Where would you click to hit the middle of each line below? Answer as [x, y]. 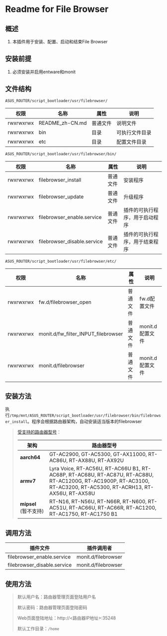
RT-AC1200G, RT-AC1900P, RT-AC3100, [99, 481]
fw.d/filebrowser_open [65, 302]
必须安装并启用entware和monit [44, 72]
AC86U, [58, 460]
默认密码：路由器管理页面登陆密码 [52, 608]
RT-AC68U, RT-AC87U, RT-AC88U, [111, 475]
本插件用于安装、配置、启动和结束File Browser [60, 42]
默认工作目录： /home [38, 629]
